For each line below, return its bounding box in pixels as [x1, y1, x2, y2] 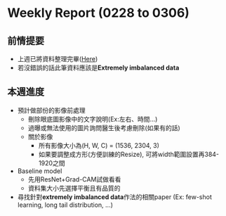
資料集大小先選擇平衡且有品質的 [27, 184, 121, 192]
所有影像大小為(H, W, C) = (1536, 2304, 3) [38, 141, 160, 149]
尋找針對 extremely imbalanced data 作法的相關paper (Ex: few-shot [17, 192, 212, 201]
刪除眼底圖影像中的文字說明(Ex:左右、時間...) [27, 115, 158, 123]
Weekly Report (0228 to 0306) [7, 5, 190, 21]
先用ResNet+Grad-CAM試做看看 [27, 174, 121, 184]
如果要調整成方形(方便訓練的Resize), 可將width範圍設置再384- [38, 150, 220, 158]
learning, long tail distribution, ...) [17, 201, 114, 209]
